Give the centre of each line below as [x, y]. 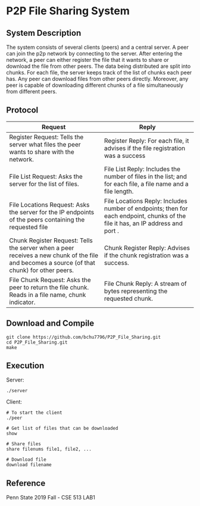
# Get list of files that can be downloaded [62, 429]
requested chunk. [129, 298]
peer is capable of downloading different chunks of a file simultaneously [95, 85]
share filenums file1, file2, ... [49, 449]
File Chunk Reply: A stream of [145, 283]
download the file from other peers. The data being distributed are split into [99, 66]
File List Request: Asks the [46, 176]
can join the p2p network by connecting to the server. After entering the [94, 54]
